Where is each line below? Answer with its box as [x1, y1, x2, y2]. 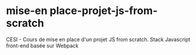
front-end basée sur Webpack [6, 42, 79, 49]
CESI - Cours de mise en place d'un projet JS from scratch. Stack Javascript [6, 36, 191, 43]
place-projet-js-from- [49, 4, 158, 18]
